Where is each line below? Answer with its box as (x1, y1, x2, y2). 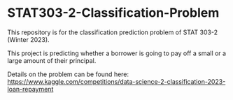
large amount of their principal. (7, 56, 97, 64)
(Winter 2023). (7, 35, 50, 43)
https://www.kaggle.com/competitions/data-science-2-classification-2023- (7, 77, 226, 85)
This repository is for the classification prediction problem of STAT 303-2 (7, 28, 218, 36)
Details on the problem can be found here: (7, 70, 129, 78)
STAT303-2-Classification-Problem (7, 5, 220, 21)
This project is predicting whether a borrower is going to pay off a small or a (7, 49, 226, 57)
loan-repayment (7, 85, 54, 93)
